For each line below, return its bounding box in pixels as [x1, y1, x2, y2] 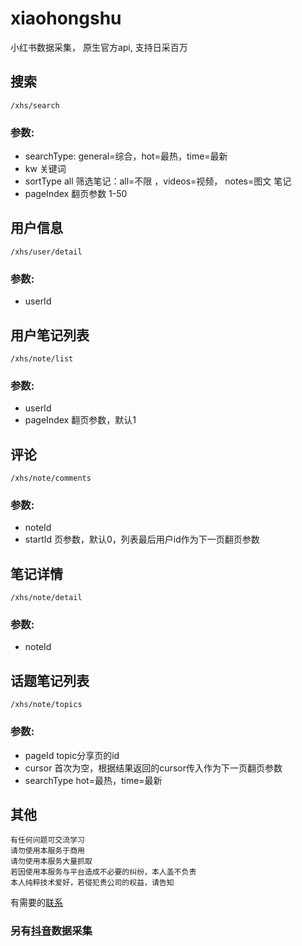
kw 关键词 [24, 163, 67, 175]
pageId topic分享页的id [24, 749, 120, 761]
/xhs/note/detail [10, 593, 83, 603]
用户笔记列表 [10, 327, 90, 344]
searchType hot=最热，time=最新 [24, 774, 163, 786]
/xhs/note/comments [10, 473, 92, 484]
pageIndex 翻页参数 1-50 [24, 188, 128, 200]
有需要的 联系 [10, 897, 63, 909]
